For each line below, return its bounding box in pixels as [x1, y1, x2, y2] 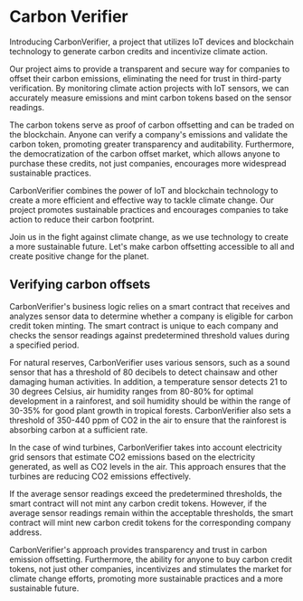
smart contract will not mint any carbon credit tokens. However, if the [9, 498, 267, 509]
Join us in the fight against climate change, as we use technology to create [9, 231, 289, 242]
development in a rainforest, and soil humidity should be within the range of [9, 396, 291, 406]
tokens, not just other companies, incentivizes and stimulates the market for [9, 563, 292, 574]
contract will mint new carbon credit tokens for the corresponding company [9, 517, 291, 528]
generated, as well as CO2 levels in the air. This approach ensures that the [9, 461, 287, 472]
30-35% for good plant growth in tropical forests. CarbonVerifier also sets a [9, 405, 291, 415]
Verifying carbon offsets [9, 277, 151, 292]
